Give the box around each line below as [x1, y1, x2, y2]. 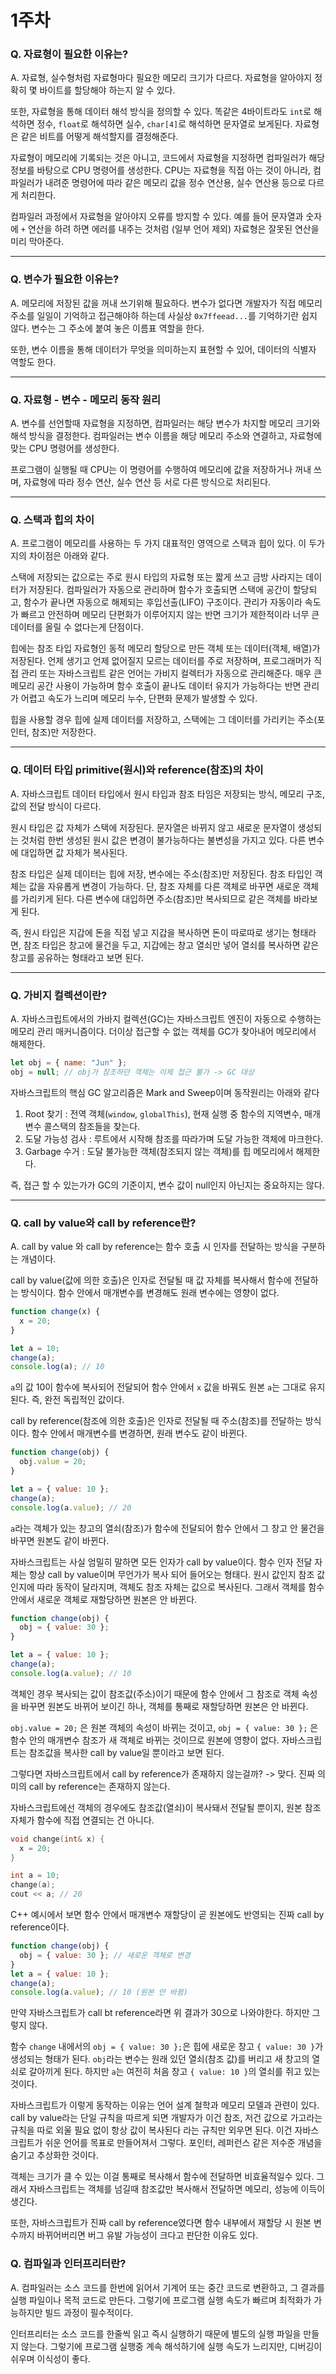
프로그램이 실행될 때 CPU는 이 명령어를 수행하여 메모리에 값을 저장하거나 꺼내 [10, 464, 312, 476]
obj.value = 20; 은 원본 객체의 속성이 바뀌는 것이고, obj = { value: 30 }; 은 [10, 1721, 319, 1733]
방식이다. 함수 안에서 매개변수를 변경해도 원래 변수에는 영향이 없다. [20, 1287, 280, 1299]
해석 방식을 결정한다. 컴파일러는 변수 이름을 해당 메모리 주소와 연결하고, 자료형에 [10, 430, 323, 442]
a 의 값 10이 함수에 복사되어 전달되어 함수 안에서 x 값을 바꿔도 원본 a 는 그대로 [10, 1381, 307, 1393]
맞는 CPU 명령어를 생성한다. [10, 442, 120, 455]
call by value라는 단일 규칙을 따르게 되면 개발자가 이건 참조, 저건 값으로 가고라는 [10, 2112, 323, 2124]
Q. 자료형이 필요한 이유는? [10, 47, 129, 61]
